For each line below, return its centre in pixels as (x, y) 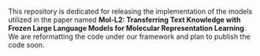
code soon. (26, 45)
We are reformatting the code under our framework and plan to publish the (129, 36)
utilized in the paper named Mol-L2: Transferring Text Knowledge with (124, 20)
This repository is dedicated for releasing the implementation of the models (130, 11)
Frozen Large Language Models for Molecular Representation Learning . (127, 28)
